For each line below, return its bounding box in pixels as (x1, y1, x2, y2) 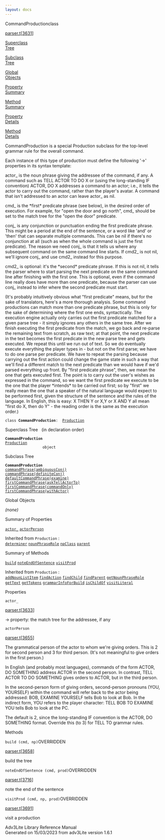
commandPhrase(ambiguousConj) (5, 467, 67, 472)
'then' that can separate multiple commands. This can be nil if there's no (5, 233, 152, 239)
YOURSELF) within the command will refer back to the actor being (5, 689, 138, 695)
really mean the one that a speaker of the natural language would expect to (5, 387, 157, 393)
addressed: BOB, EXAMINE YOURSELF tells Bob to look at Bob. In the (5, 694, 145, 700)
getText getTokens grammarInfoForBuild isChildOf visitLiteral (5, 580, 134, 585)
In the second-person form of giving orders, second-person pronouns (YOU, (5, 684, 160, 690)
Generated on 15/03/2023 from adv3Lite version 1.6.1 (5, 829, 112, 835)
